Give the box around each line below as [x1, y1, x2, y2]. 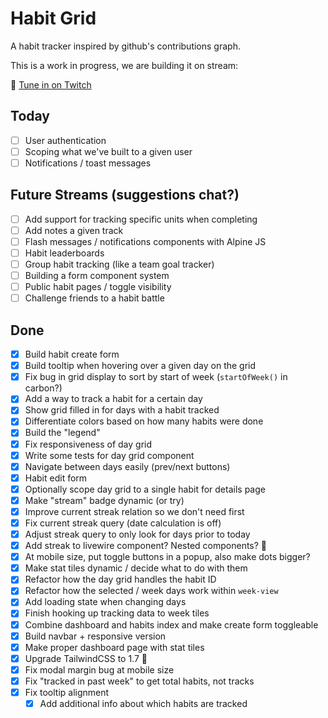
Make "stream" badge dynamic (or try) [24, 494, 185, 506]
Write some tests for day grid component [24, 449, 195, 461]
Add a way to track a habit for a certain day [24, 393, 203, 405]
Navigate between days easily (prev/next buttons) [24, 460, 231, 472]
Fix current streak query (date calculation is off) [24, 517, 222, 529]
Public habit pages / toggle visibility [24, 281, 172, 293]
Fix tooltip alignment [24, 686, 110, 698]
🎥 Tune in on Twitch [10, 78, 92, 91]
